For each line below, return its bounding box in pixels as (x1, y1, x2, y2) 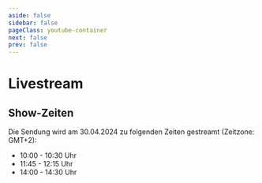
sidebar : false (8, 19, 58, 27)
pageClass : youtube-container (8, 26, 108, 34)
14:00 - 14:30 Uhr (19, 167, 77, 177)
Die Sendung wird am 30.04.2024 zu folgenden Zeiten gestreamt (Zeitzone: (8, 127, 255, 136)
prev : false (8, 41, 47, 49)
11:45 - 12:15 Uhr (19, 159, 73, 169)
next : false (8, 33, 47, 42)
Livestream (8, 75, 84, 93)
